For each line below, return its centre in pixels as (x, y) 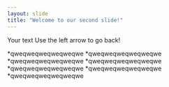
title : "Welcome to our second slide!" (65, 20)
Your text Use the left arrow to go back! (64, 40)
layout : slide (28, 14)
